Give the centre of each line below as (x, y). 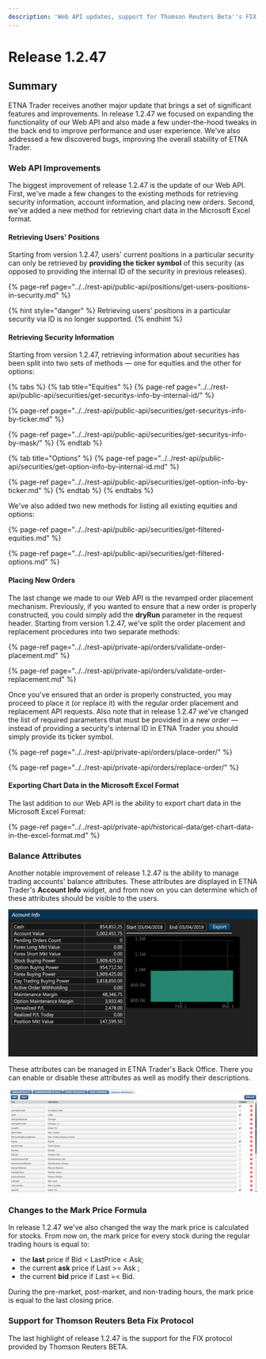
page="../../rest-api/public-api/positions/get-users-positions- (150, 287)
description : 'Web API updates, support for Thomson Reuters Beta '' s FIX (133, 17)
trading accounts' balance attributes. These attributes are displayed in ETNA (133, 882)
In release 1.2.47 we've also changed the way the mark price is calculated (129, 1227)
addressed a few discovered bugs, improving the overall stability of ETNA (128, 139)
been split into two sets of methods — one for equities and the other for (125, 363)
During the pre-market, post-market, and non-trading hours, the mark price (131, 1292)
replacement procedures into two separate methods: (94, 631)
